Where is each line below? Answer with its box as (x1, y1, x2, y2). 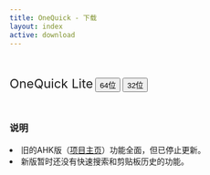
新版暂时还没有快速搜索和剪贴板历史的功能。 (21, 156, 189, 167)
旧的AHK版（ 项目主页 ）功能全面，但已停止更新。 (21, 144, 206, 155)
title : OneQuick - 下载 (9, 13, 98, 23)
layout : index (9, 22, 64, 31)
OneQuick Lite (9, 76, 94, 92)
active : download (9, 30, 76, 39)
